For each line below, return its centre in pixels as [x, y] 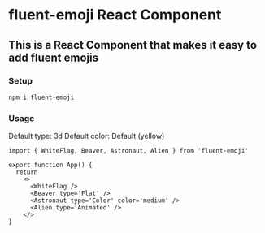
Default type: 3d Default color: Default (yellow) [87, 136]
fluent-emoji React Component [115, 15]
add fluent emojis [54, 57]
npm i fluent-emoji [41, 97]
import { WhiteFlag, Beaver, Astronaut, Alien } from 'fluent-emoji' [129, 151]
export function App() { [50, 165]
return [27, 172]
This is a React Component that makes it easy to [133, 45]
